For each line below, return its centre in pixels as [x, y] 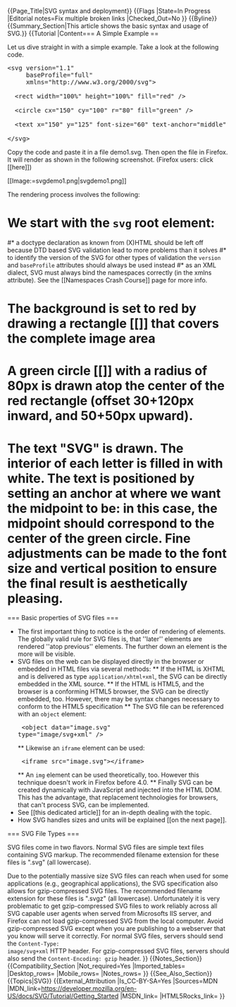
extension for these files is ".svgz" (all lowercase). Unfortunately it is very [114, 899]
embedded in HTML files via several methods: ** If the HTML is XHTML [121, 669]
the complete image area [82, 339]
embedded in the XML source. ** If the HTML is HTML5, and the [111, 684]
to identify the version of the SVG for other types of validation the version [114, 257]
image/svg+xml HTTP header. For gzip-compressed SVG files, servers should [118, 951]
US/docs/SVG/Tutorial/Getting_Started [63, 996]
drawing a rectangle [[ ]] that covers [113, 324]
